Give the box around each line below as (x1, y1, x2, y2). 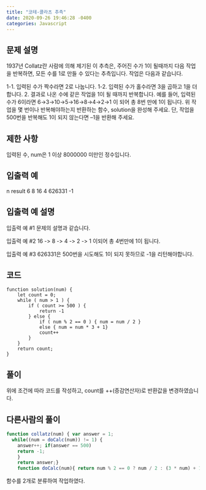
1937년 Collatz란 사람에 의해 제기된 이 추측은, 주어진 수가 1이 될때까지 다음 (6, 62, 185, 69)
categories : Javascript (6, 20, 67, 26)
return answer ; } (17, 459, 59, 466)
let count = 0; (17, 292, 56, 298)
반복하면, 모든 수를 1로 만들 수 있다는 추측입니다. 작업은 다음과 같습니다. (12, 70, 183, 77)
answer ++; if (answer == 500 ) (17, 442, 92, 449)
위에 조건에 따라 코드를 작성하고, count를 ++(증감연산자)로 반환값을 (6, 387, 167, 394)
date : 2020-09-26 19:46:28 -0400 (6, 15, 92, 21)
